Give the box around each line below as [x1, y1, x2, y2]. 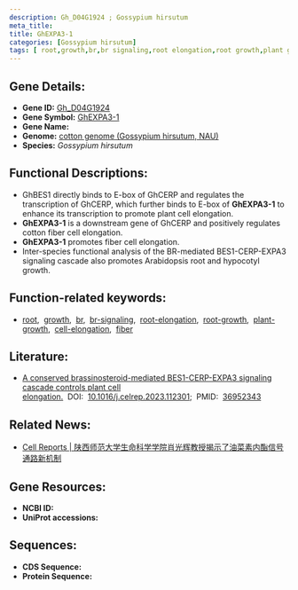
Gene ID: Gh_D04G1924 [21, 102, 111, 113]
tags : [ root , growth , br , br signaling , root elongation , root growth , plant [9, 46, 284, 55]
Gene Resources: [9, 479, 106, 494]
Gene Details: [9, 79, 86, 94]
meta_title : [9, 21, 53, 30]
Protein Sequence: [21, 570, 93, 581]
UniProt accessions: [21, 512, 99, 523]
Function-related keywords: [9, 290, 167, 306]
